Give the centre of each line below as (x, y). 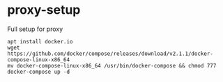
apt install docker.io (40, 41)
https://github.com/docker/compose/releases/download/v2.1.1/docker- (110, 54)
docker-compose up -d (39, 72)
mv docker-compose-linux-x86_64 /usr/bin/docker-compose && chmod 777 (112, 65)
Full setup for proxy (35, 29)
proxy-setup (44, 10)
